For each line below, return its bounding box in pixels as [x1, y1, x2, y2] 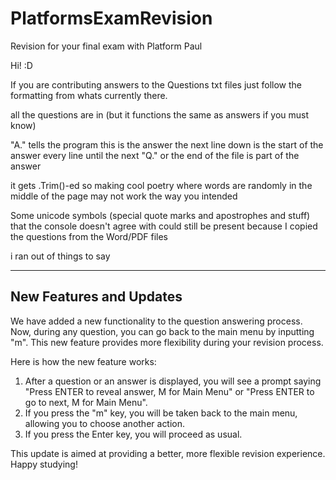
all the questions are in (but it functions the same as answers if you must [10, 108, 310, 121]
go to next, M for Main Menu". [24, 396, 148, 408]
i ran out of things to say [10, 250, 111, 262]
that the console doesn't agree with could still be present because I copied [10, 220, 318, 232]
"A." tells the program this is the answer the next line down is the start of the [10, 138, 324, 151]
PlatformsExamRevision [10, 7, 213, 30]
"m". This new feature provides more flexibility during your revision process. [10, 336, 324, 348]
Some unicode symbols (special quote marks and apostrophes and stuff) [10, 209, 311, 221]
